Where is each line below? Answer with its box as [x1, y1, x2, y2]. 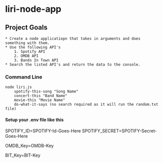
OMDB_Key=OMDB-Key [5, 142, 54, 149]
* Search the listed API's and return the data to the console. [5, 62, 141, 67]
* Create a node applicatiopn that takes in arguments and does [5, 36, 141, 41]
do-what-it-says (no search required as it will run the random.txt [14, 102, 159, 107]
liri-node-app [5, 3, 61, 15]
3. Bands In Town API [14, 58, 58, 63]
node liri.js [5, 85, 32, 90]
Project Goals [5, 23, 48, 32]
